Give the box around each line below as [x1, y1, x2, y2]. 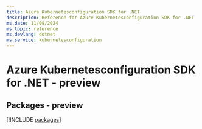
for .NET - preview [6, 76, 101, 90]
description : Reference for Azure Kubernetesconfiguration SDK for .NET [6, 15, 195, 21]
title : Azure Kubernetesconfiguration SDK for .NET [6, 8, 140, 15]
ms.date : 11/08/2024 [6, 20, 59, 26]
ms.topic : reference [6, 25, 59, 32]
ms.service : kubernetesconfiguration [6, 37, 102, 43]
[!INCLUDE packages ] [6, 116, 61, 123]
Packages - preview [6, 100, 83, 110]
